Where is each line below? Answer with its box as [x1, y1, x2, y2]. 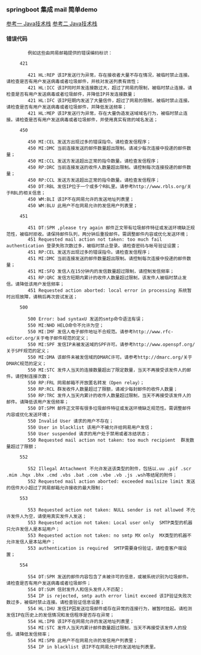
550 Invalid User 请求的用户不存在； [28, 418, 114, 424]
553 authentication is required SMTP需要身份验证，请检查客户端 [28, 545, 183, 551]
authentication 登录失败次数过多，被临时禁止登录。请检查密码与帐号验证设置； [6, 243, 181, 249]
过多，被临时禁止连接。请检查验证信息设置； [10, 599, 105, 605]
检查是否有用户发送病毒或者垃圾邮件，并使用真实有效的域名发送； [19, 116, 158, 122]
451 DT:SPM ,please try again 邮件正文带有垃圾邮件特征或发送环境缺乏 [28, 225, 191, 231]
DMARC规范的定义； [6, 360, 47, 367]
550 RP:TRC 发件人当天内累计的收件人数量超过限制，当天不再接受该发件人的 [28, 392, 191, 399]
